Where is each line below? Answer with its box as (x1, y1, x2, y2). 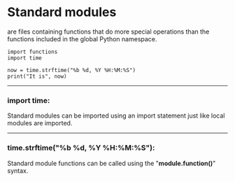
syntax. (7, 166, 29, 175)
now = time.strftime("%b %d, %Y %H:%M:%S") (7, 66, 136, 73)
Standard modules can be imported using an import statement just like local (7, 111, 225, 120)
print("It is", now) (7, 73, 68, 80)
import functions (7, 48, 58, 55)
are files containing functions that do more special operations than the (7, 27, 210, 36)
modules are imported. (7, 119, 73, 127)
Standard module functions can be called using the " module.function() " (7, 159, 216, 167)
